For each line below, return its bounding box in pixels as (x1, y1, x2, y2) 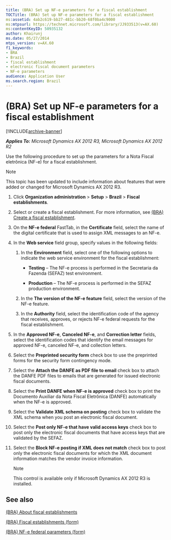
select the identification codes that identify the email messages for (13, 337, 153, 343)
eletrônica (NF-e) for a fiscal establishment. (6, 158, 97, 165)
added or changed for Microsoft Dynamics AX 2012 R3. (6, 184, 122, 190)
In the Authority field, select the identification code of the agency (20, 310, 159, 316)
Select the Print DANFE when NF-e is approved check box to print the (13, 388, 161, 394)
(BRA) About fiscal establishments (6, 509, 78, 515)
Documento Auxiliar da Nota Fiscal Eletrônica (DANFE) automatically (13, 393, 157, 399)
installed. (13, 480, 33, 487)
